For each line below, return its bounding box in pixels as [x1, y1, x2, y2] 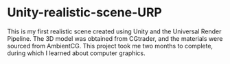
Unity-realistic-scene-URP [7, 5, 163, 20]
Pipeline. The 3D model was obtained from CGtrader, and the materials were [7, 34, 223, 42]
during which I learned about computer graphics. [7, 49, 146, 57]
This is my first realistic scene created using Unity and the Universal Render [7, 27, 222, 35]
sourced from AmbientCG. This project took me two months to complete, [7, 42, 214, 50]
